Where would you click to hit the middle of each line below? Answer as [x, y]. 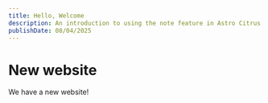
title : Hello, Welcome [46, 16]
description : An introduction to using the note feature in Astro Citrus [135, 23]
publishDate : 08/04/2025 [50, 30]
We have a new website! [49, 92]
